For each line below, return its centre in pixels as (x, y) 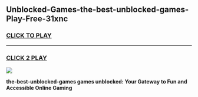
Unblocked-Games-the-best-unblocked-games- (98, 10)
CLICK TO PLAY (29, 36)
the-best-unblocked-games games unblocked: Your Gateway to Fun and (97, 81)
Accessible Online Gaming (39, 88)
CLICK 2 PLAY (27, 58)
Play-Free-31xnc (37, 19)
